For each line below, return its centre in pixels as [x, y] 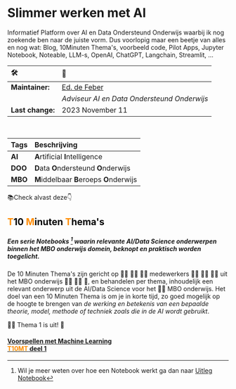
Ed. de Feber [83, 87]
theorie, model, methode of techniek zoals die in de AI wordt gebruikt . [108, 311]
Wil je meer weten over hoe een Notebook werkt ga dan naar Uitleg [115, 371]
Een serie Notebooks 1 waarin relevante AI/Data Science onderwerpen [112, 241]
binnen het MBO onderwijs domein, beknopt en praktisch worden [104, 248]
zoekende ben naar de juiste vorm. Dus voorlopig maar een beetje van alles [117, 39]
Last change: [33, 110]
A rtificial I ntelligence [68, 156]
